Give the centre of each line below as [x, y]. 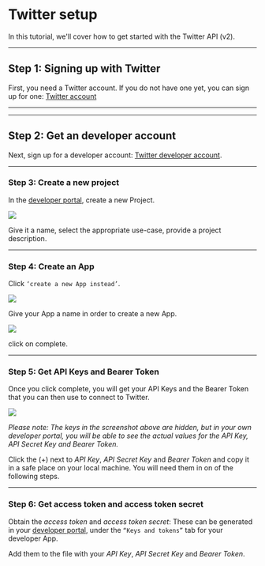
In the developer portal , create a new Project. [82, 200]
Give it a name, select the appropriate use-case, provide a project [115, 230]
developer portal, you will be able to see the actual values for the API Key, [128, 436]
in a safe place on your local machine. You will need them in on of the [121, 468]
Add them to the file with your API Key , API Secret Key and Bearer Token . [127, 553]
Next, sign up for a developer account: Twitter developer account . [115, 155]
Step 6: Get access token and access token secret [106, 504]
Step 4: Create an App [51, 266]
